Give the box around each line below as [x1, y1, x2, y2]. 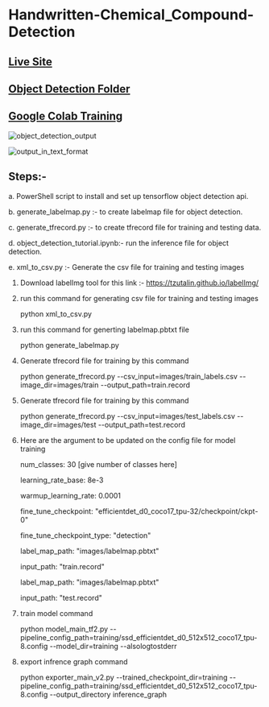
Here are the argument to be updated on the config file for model [19, 435, 236, 444]
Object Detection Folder [8, 82, 130, 96]
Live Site [8, 55, 52, 68]
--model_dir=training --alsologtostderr [49, 641, 177, 651]
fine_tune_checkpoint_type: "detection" [19, 530, 151, 540]
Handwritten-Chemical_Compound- [8, 6, 255, 24]
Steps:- [8, 170, 47, 184]
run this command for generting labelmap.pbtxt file [19, 325, 189, 334]
